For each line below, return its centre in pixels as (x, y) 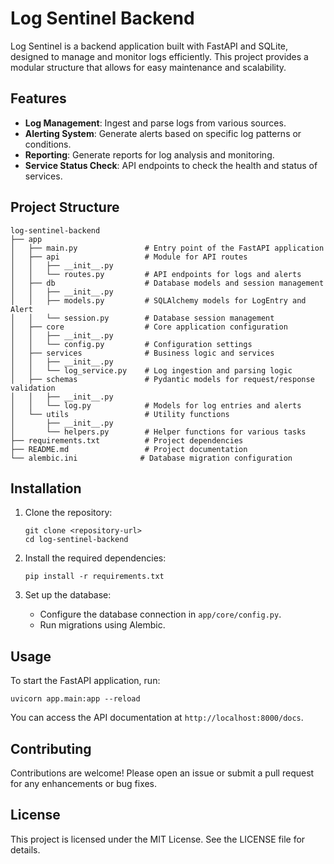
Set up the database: (68, 595)
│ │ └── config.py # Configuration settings (131, 344)
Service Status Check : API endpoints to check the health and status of (171, 165)
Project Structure (65, 207)
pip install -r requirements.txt (94, 577)
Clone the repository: (68, 513)
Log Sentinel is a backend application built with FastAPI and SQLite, (149, 46)
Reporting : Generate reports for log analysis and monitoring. (149, 154)
